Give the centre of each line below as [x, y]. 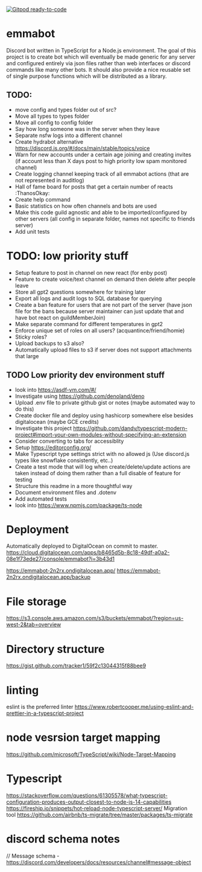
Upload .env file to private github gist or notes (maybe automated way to [105, 402]
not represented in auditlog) [49, 180]
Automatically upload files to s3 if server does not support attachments [103, 350]
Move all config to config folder [54, 122]
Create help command [43, 199]
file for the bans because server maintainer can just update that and [99, 311]
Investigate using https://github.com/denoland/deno [80, 396]
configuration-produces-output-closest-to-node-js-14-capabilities [89, 802]
